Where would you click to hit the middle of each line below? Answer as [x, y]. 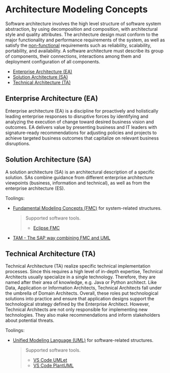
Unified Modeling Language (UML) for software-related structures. [83, 340]
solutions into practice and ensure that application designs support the [80, 299]
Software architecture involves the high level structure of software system [83, 24]
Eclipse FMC [46, 228]
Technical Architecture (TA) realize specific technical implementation [78, 266]
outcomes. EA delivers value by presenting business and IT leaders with [81, 127]
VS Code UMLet [50, 360]
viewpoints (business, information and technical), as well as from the [78, 183]
